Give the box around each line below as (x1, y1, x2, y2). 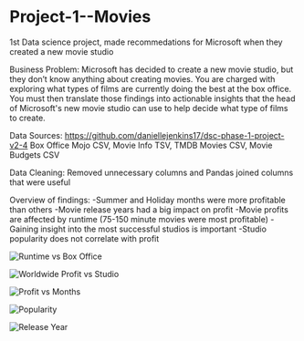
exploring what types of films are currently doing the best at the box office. (9, 83, 292, 94)
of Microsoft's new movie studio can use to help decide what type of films (9, 102, 288, 113)
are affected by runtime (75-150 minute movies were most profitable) (9, 213, 269, 224)
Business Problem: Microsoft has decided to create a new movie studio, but (9, 64, 294, 75)
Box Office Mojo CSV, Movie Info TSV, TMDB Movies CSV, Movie (29, 139, 273, 150)
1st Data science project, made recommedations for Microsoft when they (9, 36, 283, 47)
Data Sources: (9, 129, 63, 140)
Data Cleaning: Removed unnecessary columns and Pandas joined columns (9, 167, 294, 178)
